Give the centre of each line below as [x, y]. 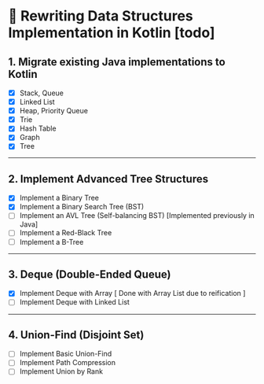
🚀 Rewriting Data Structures [101, 16]
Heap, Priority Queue [54, 111]
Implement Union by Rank [61, 371]
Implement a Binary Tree [59, 198]
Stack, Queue [42, 93]
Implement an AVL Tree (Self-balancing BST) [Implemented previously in [137, 216]
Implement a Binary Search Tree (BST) [82, 207]
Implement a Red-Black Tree [66, 233]
